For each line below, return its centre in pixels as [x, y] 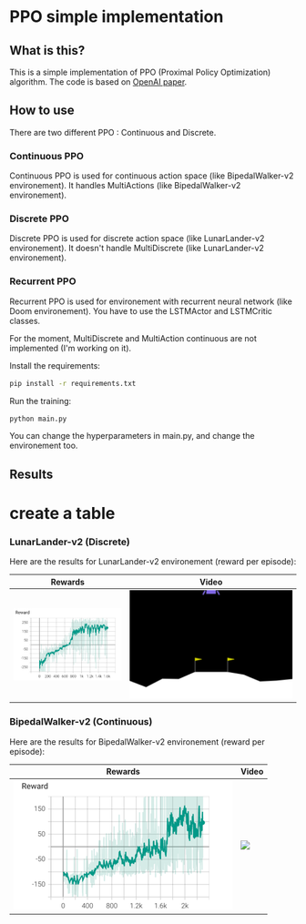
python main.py [38, 419]
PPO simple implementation [117, 17]
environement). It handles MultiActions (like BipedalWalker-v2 [125, 186]
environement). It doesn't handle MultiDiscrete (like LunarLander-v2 [137, 249]
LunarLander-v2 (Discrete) [70, 542]
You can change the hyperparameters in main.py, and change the [132, 436]
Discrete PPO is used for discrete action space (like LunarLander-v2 [137, 239]
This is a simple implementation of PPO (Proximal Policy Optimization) [140, 72]
